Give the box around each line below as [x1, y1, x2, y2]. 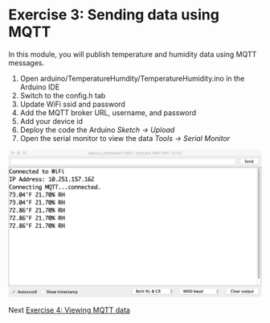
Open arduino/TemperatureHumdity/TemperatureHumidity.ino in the [19, 73, 245, 83]
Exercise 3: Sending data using [8, 6, 219, 24]
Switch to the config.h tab [19, 90, 106, 100]
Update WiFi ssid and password [19, 99, 126, 109]
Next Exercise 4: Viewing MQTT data [8, 305, 131, 315]
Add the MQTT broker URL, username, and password [19, 107, 197, 118]
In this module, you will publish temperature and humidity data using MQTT [8, 49, 257, 59]
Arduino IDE [19, 82, 60, 92]
